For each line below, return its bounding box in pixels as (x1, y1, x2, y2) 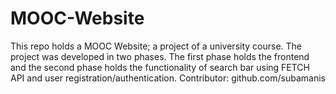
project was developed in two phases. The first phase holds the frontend (10, 50, 310, 62)
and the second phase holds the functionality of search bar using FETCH (10, 61, 310, 73)
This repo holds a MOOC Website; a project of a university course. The (10, 40, 303, 52)
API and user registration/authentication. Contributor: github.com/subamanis (10, 72, 326, 84)
